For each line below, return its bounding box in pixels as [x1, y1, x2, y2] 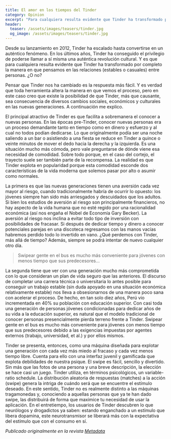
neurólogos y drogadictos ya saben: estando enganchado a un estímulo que [5, 407, 165, 413]
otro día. [5, 242, 23, 249]
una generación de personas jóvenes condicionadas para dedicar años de [5, 306, 161, 311]
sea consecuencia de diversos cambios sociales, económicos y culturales [5, 98, 161, 104]
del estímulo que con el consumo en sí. [5, 418, 88, 424]
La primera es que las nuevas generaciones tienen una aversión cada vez [5, 183, 159, 189]
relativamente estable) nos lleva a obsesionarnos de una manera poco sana [5, 289, 164, 295]
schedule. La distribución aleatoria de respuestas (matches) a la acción [16, 375, 165, 381]
